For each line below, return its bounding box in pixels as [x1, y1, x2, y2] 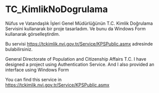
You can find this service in [5, 76, 62, 82]
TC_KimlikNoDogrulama [5, 4, 108, 15]
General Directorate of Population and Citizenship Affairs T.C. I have [5, 56, 146, 62]
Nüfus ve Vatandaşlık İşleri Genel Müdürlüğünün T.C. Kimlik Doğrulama [5, 20, 153, 26]
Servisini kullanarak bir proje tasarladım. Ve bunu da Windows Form [5, 25, 146, 31]
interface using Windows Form [5, 67, 69, 73]
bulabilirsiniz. [5, 46, 33, 52]
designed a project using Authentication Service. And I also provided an [5, 61, 155, 67]
